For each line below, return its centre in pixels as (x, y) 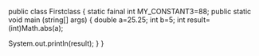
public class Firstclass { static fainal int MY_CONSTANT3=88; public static (130, 11)
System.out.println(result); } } (56, 43)
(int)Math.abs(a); (36, 28)
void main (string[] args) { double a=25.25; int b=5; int (97, 20)
